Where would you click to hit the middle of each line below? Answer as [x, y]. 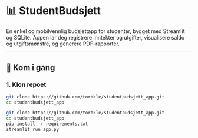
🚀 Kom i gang [31, 68]
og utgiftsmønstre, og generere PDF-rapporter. [63, 44]
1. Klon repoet [26, 84]
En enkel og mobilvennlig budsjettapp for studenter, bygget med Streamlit [95, 31]
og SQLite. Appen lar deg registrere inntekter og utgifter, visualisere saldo [95, 37]
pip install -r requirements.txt [47, 124]
